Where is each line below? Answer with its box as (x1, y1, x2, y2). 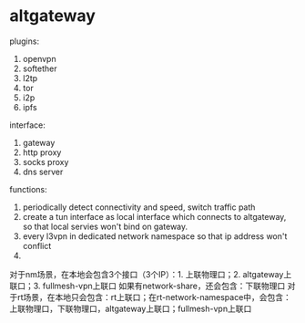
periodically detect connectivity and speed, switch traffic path (22, 202, 256, 213)
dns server (22, 166, 64, 177)
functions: (9, 183, 47, 194)
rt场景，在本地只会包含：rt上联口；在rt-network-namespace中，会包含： (16, 291, 291, 302)
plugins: (9, 36, 39, 47)
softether (22, 63, 57, 74)
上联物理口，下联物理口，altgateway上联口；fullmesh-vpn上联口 (9, 303, 252, 314)
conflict (22, 240, 52, 251)
